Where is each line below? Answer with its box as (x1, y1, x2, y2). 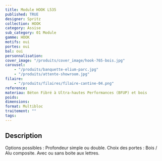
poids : (5, 95, 19, 100)
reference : (5, 85, 28, 91)
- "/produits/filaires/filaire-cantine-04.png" (14, 81, 114, 86)
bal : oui (5, 49, 23, 54)
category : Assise (5, 26, 41, 31)
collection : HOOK (5, 21, 41, 26)
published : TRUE (5, 12, 39, 17)
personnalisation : (5, 53, 43, 58)
